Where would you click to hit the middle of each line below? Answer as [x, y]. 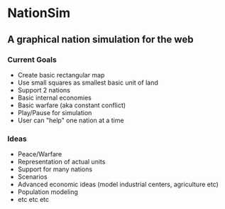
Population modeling [48, 192]
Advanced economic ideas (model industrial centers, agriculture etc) [118, 184]
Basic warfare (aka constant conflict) [72, 105]
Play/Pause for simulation [55, 112]
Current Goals [32, 60]
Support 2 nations [44, 90]
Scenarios [32, 177]
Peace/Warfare [40, 154]
